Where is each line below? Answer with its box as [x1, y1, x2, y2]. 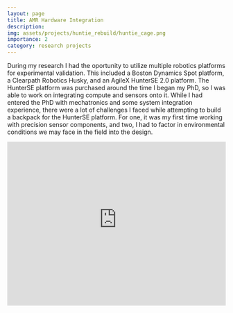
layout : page [7, 10, 45, 17]
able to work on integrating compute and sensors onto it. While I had [7, 91, 203, 99]
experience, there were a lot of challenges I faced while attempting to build [7, 105, 221, 114]
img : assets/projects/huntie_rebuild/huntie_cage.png [7, 29, 166, 37]
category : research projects [7, 42, 92, 49]
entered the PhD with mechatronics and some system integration [7, 99, 193, 106]
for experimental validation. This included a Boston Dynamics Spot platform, [7, 69, 225, 77]
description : [7, 23, 45, 30]
